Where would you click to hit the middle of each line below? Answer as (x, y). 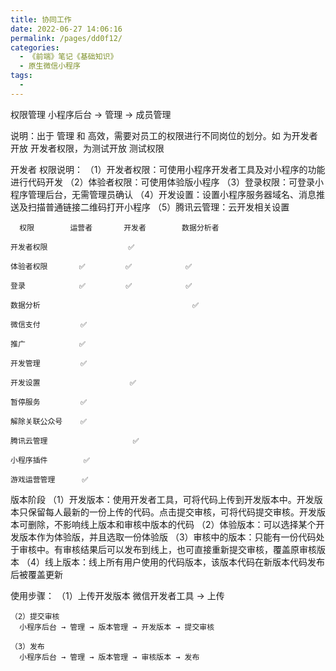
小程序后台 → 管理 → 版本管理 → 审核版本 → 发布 (109, 657)
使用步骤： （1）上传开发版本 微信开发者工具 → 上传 (117, 595)
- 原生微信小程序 (50, 66)
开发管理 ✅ (49, 363)
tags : (21, 76)
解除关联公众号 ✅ (48, 421)
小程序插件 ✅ (50, 460)
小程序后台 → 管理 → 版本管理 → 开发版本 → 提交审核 (117, 627)
